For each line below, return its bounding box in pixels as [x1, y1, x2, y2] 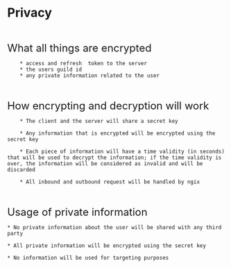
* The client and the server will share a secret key [19, 117, 178, 124]
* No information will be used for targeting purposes [7, 254, 169, 261]
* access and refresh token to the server [19, 60, 148, 67]
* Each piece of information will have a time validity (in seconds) [19, 148, 225, 155]
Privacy [7, 5, 52, 21]
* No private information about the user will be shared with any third [7, 224, 222, 231]
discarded [7, 166, 36, 173]
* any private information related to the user [19, 72, 160, 79]
